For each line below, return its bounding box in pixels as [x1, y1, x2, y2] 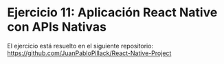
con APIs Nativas [7, 19, 107, 35]
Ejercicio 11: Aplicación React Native [7, 5, 218, 20]
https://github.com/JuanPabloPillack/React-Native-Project [7, 49, 172, 57]
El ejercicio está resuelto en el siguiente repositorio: [7, 42, 153, 50]
